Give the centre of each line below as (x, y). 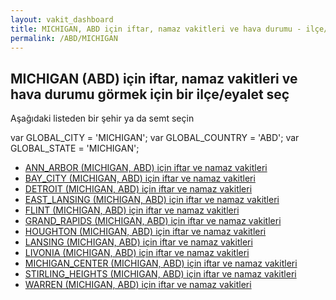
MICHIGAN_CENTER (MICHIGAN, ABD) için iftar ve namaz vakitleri (161, 263)
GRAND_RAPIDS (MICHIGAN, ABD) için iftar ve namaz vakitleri (153, 221)
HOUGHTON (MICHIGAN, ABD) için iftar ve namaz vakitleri (145, 232)
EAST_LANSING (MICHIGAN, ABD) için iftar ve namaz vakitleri (152, 200)
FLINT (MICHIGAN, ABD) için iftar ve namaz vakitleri (132, 210)
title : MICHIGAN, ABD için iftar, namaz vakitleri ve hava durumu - (156, 29)
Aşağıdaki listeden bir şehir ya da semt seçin (102, 118)
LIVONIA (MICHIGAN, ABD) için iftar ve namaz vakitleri (137, 253)
